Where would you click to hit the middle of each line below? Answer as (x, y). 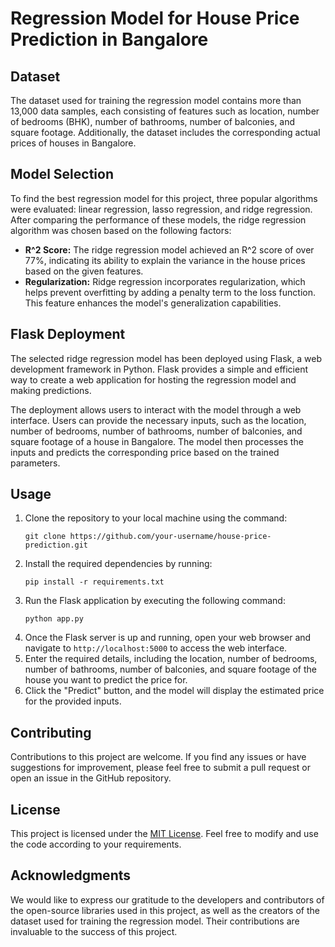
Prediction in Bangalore (109, 39)
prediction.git (56, 545)
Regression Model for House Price (155, 18)
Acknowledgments (71, 875)
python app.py (54, 619)
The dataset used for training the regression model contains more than (156, 100)
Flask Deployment (68, 334)
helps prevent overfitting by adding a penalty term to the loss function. (170, 292)
